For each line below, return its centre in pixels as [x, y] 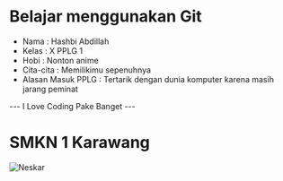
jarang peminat [50, 89]
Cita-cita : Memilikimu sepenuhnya [86, 70]
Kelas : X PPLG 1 [53, 50]
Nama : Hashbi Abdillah [66, 41]
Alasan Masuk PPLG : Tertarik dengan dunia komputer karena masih [148, 79]
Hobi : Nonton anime [60, 60]
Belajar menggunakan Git [106, 17]
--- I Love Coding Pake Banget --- [73, 106]
